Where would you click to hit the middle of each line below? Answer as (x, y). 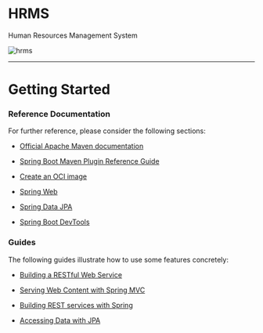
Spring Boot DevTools (54, 222)
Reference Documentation (59, 114)
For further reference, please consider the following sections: (107, 131)
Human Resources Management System (73, 35)
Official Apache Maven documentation (81, 147)
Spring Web (38, 192)
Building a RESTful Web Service (71, 274)
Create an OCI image (53, 176)
